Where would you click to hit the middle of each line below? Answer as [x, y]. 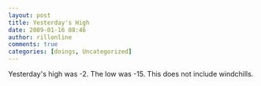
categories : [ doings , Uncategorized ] [70, 52]
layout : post [30, 15]
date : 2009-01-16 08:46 [47, 30]
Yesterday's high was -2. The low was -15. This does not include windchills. [131, 74]
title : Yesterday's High [49, 23]
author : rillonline [40, 37]
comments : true [33, 45]
